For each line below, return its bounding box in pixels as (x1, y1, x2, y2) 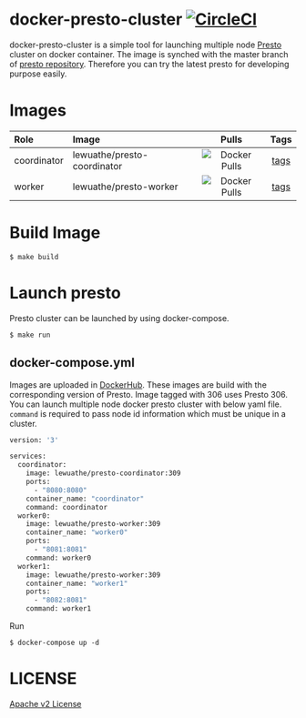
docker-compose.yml (9, 355, 135, 370)
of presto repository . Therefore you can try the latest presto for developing (9, 58, 290, 69)
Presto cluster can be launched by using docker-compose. (9, 312, 229, 323)
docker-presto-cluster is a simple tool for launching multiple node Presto (9, 39, 282, 50)
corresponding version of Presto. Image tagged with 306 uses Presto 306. (9, 389, 289, 399)
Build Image (9, 223, 101, 243)
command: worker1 (25, 604, 92, 613)
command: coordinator (25, 502, 107, 511)
